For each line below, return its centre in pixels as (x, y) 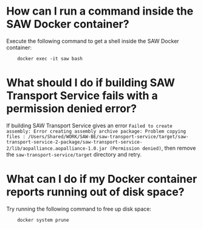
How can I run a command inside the (100, 11)
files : (16, 136)
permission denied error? (71, 109)
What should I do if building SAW (91, 83)
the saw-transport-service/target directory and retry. (74, 154)
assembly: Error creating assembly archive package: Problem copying (96, 131)
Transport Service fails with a (82, 96)
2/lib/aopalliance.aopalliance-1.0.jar (57, 148)
